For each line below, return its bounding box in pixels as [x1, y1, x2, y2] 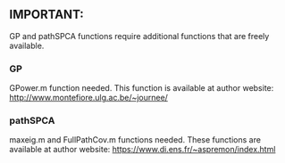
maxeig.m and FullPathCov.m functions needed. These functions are [9, 134, 262, 145]
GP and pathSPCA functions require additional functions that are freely [9, 30, 270, 41]
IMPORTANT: [9, 7, 85, 22]
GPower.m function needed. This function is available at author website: [9, 83, 274, 94]
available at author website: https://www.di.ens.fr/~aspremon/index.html [9, 144, 276, 155]
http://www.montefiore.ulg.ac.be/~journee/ [9, 93, 168, 103]
